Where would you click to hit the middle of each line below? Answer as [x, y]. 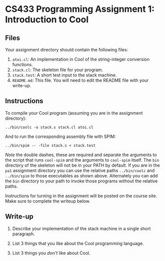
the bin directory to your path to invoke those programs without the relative [82, 181]
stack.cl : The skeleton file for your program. [58, 70]
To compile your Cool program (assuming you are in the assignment [74, 113]
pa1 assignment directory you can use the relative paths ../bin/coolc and [80, 170]
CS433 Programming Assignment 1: [80, 9]
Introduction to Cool [47, 20]
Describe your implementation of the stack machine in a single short [82, 228]
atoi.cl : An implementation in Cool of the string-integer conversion [81, 59]
